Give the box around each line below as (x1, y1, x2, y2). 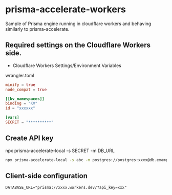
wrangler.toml (5, 72, 34, 78)
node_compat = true (5, 87, 47, 92)
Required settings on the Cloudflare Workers (5, 41, 151, 50)
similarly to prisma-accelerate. (5, 26, 70, 32)
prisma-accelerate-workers (5, 4, 126, 15)
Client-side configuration (5, 171, 88, 180)
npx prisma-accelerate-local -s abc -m (5, 157, 91, 162)
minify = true (5, 82, 36, 88)
